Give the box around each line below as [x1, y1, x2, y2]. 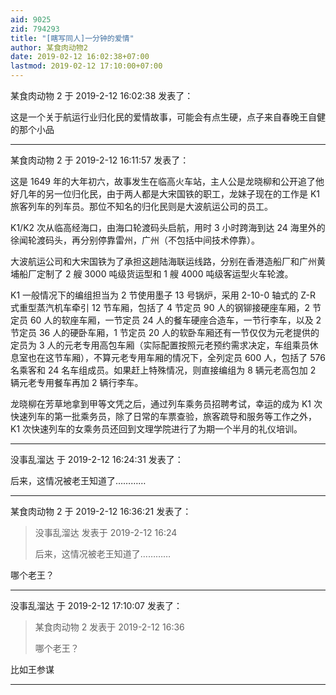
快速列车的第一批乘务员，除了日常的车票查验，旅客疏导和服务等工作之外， [10, 411, 317, 422]
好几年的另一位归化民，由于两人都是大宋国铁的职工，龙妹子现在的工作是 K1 [10, 188, 321, 200]
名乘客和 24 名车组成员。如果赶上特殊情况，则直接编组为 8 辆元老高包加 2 [10, 364, 317, 376]
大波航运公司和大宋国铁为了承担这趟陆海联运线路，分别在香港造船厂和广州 [10, 256, 317, 267]
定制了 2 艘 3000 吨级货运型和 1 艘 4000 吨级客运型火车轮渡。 [36, 268, 294, 280]
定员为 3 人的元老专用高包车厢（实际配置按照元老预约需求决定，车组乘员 [10, 339, 310, 351]
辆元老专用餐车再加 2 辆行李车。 [10, 377, 144, 388]
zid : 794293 [10, 24, 60, 34]
